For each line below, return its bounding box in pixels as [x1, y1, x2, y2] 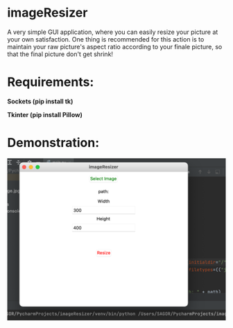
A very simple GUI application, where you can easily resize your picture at [7, 28, 218, 36]
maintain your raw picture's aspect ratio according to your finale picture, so [7, 42, 223, 51]
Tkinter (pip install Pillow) [7, 110, 83, 119]
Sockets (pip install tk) [7, 97, 74, 105]
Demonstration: [7, 135, 100, 150]
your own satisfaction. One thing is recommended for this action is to [7, 35, 205, 43]
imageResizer [7, 5, 88, 21]
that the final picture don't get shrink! [7, 50, 113, 58]
